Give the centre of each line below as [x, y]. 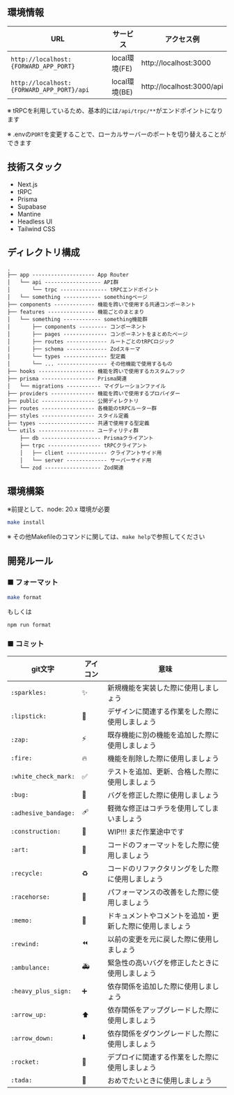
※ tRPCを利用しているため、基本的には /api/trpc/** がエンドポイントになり [115, 110]
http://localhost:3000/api [182, 86]
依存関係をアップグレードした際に [163, 1010]
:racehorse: [31, 897]
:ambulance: [31, 967]
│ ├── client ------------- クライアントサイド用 [91, 453]
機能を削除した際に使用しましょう [163, 758]
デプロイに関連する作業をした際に [163, 1057]
